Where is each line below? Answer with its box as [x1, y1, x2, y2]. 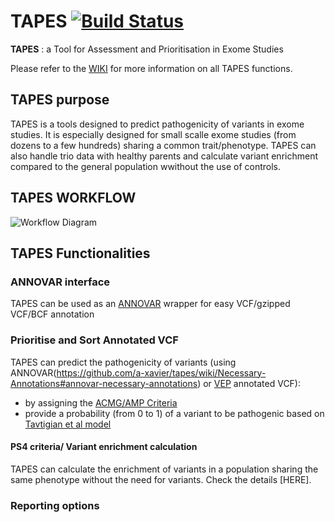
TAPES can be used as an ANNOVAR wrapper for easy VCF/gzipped [10, 298, 291, 310]
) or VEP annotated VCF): [197, 377, 302, 389]
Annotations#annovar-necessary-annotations [10, 377, 198, 389]
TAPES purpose [10, 91, 110, 109]
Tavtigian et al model [24, 418, 112, 430]
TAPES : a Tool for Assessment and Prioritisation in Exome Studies [10, 43, 284, 55]
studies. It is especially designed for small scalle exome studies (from [10, 128, 297, 140]
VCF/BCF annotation [10, 308, 95, 320]
